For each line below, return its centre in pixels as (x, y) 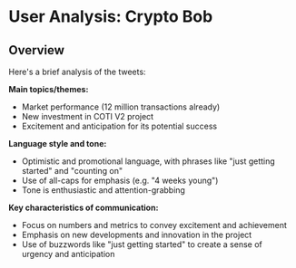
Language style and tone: (58, 144)
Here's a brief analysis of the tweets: (77, 72)
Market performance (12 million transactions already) (121, 107)
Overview (37, 50)
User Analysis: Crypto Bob (111, 17)
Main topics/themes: (49, 89)
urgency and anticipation (68, 254)
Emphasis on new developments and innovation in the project (137, 234)
